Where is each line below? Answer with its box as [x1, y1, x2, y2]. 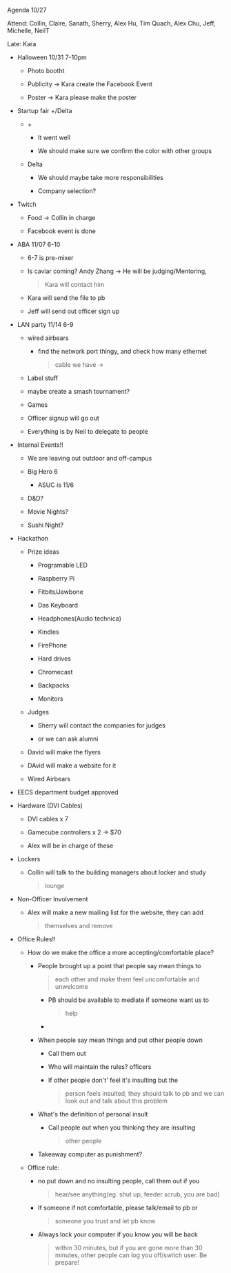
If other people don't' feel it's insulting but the [48, 1076, 179, 1084]
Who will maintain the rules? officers [48, 1063, 152, 1071]
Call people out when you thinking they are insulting [48, 1123, 196, 1132]
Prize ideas [27, 548, 60, 556]
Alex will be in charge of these [27, 841, 114, 850]
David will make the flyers [27, 748, 101, 756]
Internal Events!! [17, 441, 63, 449]
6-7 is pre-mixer [27, 254, 74, 261]
